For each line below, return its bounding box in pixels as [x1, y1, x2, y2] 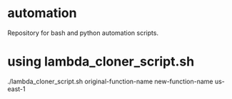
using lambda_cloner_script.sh [7, 53, 195, 70]
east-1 [7, 84, 26, 93]
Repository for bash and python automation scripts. [7, 28, 159, 37]
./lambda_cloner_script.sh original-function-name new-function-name [7, 77, 213, 85]
